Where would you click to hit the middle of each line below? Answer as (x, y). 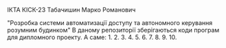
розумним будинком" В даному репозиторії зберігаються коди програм (113, 30)
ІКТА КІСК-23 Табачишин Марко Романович (71, 10)
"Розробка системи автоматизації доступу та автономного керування (110, 23)
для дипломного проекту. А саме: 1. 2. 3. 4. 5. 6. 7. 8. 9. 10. (92, 37)
